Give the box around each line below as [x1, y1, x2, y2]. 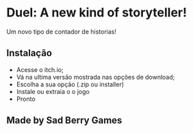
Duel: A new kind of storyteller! [6, 5, 188, 21]
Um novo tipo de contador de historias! [6, 27, 117, 36]
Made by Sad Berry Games [6, 114, 123, 126]
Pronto [16, 95, 36, 103]
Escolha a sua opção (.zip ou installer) [16, 80, 125, 88]
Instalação [6, 47, 53, 59]
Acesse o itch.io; [16, 65, 64, 73]
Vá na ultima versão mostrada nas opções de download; [16, 73, 175, 81]
